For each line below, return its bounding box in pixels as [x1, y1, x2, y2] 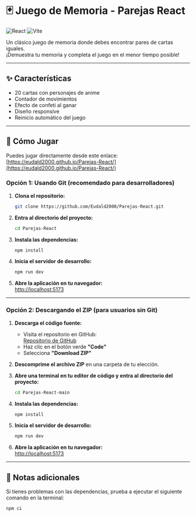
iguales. [6, 44, 25, 52]
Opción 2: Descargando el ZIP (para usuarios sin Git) [6, 306, 158, 314]
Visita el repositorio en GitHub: [23, 330, 97, 337]
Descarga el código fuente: [14, 319, 82, 326]
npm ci [6, 506, 22, 512]
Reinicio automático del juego [14, 114, 86, 121]
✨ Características [6, 74, 72, 84]
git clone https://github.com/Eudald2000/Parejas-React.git [14, 204, 164, 209]
